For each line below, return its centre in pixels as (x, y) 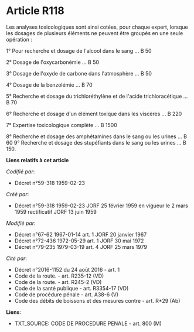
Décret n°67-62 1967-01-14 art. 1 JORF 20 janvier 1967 (81, 234)
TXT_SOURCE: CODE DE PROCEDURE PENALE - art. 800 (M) (88, 323)
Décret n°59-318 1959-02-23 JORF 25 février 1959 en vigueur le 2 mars (101, 206)
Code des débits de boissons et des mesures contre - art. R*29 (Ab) (97, 300)
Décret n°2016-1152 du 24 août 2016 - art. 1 (67, 269)
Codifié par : (21, 172)
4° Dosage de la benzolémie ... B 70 (49, 85)
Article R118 (35, 11)
